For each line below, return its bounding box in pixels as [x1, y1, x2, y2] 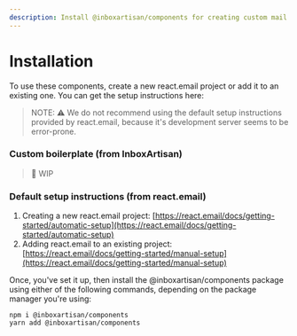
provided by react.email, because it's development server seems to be [30, 116, 289, 127]
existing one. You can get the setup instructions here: [9, 90, 205, 100]
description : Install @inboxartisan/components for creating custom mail [9, 12, 288, 22]
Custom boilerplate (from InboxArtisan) [9, 148, 184, 160]
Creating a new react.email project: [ [21, 210, 156, 222]
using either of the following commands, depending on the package [9, 285, 257, 295]
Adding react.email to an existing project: [21, 238, 173, 249]
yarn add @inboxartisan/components [9, 318, 141, 328]
